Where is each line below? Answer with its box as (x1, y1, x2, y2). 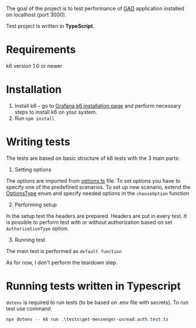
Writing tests (6, 135, 70, 149)
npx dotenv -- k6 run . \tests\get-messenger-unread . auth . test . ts (6, 316, 169, 322)
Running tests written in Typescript (6, 279, 181, 292)
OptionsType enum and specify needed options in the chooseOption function (6, 190, 190, 197)
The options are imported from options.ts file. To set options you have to (6, 177, 181, 184)
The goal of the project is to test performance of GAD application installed (6, 5, 184, 12)
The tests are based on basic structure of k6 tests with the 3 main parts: (6, 155, 180, 162)
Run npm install (14, 114, 55, 122)
